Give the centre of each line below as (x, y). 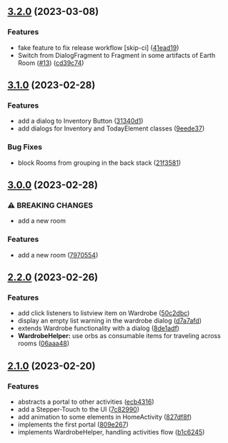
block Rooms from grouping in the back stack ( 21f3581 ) (99, 163)
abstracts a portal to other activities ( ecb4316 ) (86, 402)
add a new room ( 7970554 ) (58, 255)
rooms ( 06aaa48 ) (44, 343)
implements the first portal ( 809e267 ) (73, 424)
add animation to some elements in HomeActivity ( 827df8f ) (105, 417)
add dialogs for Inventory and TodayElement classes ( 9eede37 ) (111, 128)
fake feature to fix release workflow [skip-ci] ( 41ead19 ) (98, 47)
